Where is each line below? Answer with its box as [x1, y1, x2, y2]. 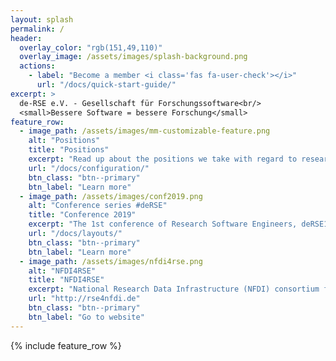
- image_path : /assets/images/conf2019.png [19, 191, 203, 201]
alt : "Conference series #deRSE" [28, 201, 168, 211]
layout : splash [10, 14, 74, 25]
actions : [19, 61, 56, 71]
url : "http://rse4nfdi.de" [28, 294, 141, 304]
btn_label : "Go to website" [28, 312, 145, 322]
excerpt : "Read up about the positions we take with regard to [28, 154, 298, 164]
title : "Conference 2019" [28, 210, 137, 220]
